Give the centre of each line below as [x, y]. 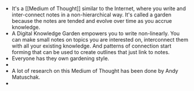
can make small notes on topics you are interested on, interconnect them [100, 40]
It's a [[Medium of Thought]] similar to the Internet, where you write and [99, 9]
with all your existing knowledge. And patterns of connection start [91, 46]
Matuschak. [26, 77]
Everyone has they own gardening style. [61, 58]
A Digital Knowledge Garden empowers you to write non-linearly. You [96, 33]
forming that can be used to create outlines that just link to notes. [91, 52]
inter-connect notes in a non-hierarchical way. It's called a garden [91, 15]
